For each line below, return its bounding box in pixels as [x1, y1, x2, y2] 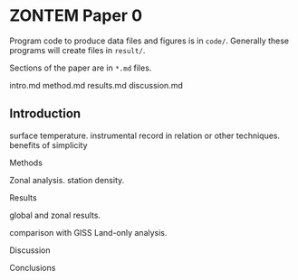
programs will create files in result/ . [9, 44, 146, 55]
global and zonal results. [9, 210, 101, 220]
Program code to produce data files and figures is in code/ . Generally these [9, 35, 290, 46]
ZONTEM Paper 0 [9, 5, 143, 26]
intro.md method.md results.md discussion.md [9, 79, 183, 90]
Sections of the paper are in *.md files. [9, 62, 152, 73]
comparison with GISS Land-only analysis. [9, 227, 168, 238]
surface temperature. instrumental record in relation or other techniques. [9, 130, 281, 141]
